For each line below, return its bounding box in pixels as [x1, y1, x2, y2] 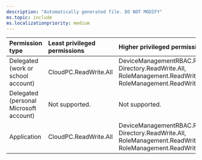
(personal [9, 97, 37, 105]
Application [9, 133, 41, 141]
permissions [47, 46, 85, 55]
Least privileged [47, 39, 96, 48]
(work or [9, 64, 34, 73]
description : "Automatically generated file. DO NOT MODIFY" [6, 8, 163, 15]
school [9, 72, 29, 80]
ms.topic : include [6, 14, 52, 20]
